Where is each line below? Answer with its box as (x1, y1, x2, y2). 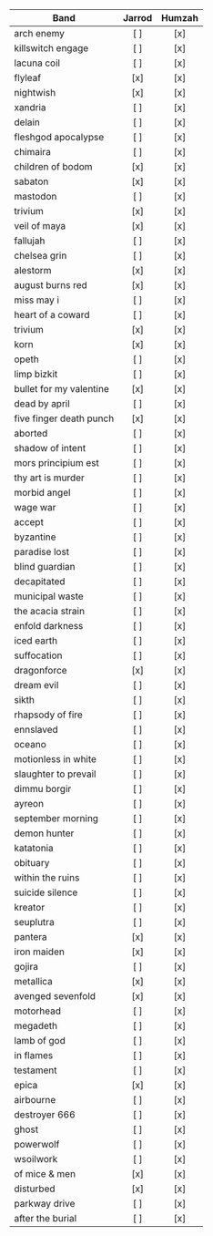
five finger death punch (14, 412, 115, 425)
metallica (14, 975, 53, 987)
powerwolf (14, 1138, 60, 1150)
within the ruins (14, 871, 80, 883)
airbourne (14, 1094, 56, 1106)
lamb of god (14, 1035, 66, 1046)
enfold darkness (14, 620, 84, 632)
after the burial (14, 1212, 77, 1224)
